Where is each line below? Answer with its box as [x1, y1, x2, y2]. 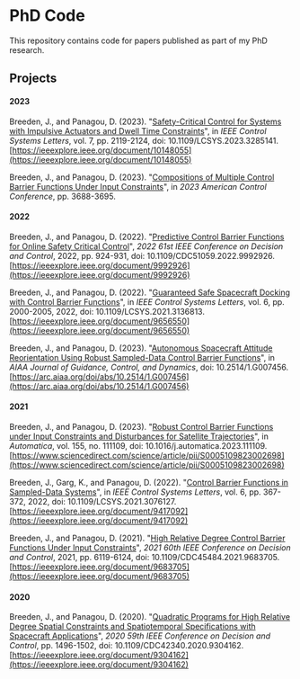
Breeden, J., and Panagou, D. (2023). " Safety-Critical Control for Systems [9, 116, 282, 127]
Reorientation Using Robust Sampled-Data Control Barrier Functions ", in [9, 352, 276, 362]
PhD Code [9, 5, 85, 26]
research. [9, 44, 45, 55]
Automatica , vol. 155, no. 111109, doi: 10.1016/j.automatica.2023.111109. [9, 440, 268, 451]
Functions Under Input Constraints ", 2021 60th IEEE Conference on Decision [9, 541, 291, 553]
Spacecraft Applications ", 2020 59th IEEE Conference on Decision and [9, 630, 271, 641]
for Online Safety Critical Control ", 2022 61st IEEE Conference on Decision [9, 240, 284, 252]
